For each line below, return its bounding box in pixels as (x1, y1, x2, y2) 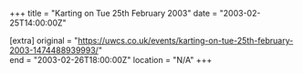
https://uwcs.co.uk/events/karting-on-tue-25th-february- (77, 36, 294, 46)
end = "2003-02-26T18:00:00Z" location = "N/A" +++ (9, 55, 213, 65)
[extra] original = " (9, 36, 78, 46)
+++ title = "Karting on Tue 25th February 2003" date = (9, 8, 218, 18)
